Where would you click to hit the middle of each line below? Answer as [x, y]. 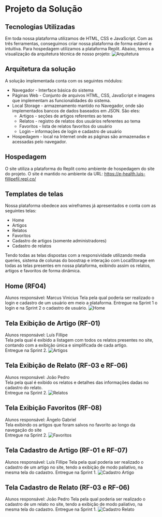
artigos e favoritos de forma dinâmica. [43, 271]
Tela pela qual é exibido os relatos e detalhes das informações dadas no [77, 382]
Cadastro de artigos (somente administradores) [59, 241]
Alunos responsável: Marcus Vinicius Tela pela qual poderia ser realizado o [80, 298]
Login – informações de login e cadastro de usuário [70, 131]
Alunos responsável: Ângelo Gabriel [41, 420]
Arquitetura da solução [40, 69]
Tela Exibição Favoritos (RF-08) [53, 408]
